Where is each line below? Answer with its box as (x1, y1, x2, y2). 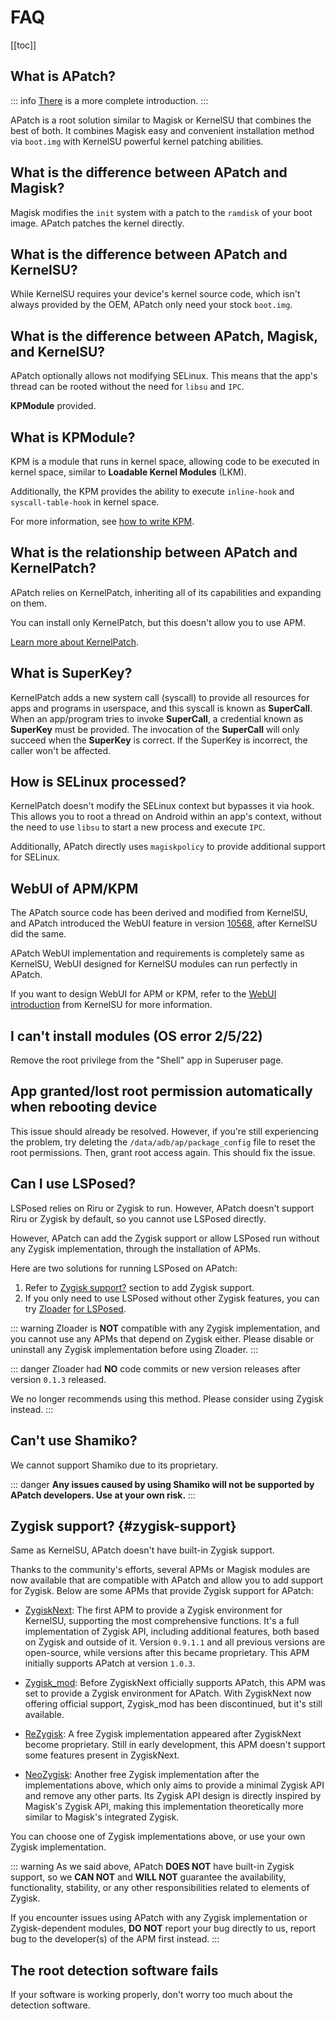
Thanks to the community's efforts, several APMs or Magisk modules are (10, 1564, 311, 1576)
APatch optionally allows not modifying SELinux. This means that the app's (10, 370, 318, 382)
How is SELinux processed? (10, 774, 187, 791)
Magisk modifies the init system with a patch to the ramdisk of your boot (10, 206, 313, 218)
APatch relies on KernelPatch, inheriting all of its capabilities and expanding (10, 586, 322, 598)
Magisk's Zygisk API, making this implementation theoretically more (24, 1801, 304, 1813)
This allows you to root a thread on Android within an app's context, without (10, 811, 322, 823)
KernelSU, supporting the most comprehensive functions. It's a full (24, 1615, 300, 1627)
